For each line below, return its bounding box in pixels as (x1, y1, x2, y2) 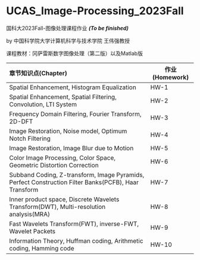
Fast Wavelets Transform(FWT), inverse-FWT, (9, 220, 139, 228)
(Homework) (152, 73, 189, 81)
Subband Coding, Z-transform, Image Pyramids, (9, 170, 145, 179)
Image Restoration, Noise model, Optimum (9, 126, 127, 135)
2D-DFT (9, 117, 33, 125)
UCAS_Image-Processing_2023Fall (6, 4, 184, 18)
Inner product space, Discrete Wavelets (9, 195, 120, 203)
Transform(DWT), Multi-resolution (9, 202, 106, 211)
